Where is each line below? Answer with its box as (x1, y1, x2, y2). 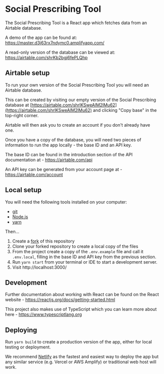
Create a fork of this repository (12, 238, 75, 244)
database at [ (5, 102, 32, 108)
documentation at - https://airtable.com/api (5, 157, 93, 163)
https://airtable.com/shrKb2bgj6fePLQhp (5, 54, 88, 60)
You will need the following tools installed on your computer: (5, 199, 127, 205)
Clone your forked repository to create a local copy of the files (12, 243, 138, 249)
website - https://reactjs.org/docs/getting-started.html (5, 297, 115, 303)
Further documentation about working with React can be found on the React (5, 292, 159, 298)
